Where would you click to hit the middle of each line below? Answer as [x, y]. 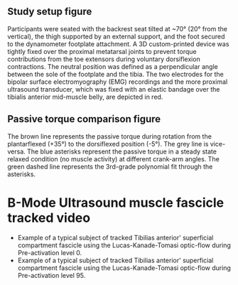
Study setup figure [50, 12]
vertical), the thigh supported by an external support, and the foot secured [116, 36]
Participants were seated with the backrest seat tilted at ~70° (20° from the [117, 28]
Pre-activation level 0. [50, 252]
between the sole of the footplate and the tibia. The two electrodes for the [115, 74]
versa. [17, 151]
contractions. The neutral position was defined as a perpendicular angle [113, 66]
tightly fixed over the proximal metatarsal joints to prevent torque [102, 51]
